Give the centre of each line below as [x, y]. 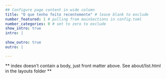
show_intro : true [23, 28]
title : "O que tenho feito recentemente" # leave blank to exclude [77, 14]
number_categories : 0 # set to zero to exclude [56, 24]
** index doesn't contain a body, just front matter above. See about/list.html [83, 65]
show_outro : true [23, 42]
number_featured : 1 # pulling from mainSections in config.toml [73, 19]
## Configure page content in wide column [50, 10]
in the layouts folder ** [28, 71]
